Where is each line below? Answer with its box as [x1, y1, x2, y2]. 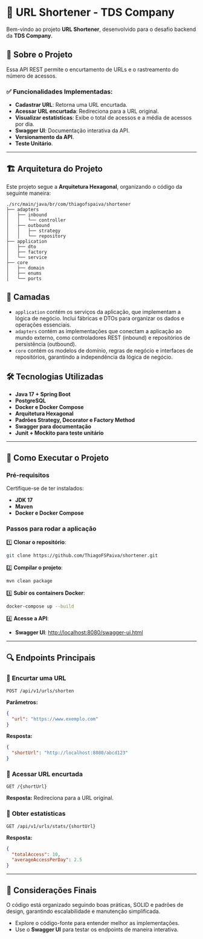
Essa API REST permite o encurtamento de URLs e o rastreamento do [6, 66, 179, 73]
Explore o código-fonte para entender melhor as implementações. [14, 919, 180, 926]
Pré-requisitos [6, 470, 50, 479]
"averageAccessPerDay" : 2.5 [11, 857, 83, 863]
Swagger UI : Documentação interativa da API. [14, 127, 130, 134]
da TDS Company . [6, 32, 53, 39]
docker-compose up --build [6, 603, 74, 609]
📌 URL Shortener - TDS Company [6, 5, 175, 19]
